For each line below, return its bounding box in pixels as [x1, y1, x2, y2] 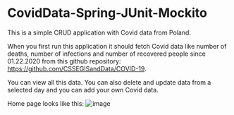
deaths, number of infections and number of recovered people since [7, 49, 206, 58]
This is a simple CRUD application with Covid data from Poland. [7, 28, 192, 37]
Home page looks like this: [7, 99, 85, 107]
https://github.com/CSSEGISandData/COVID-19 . [7, 64, 147, 73]
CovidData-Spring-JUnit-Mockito [7, 5, 208, 21]
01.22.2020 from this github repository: [7, 56, 121, 65]
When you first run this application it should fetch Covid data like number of [7, 42, 227, 50]
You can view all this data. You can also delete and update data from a [7, 78, 211, 86]
